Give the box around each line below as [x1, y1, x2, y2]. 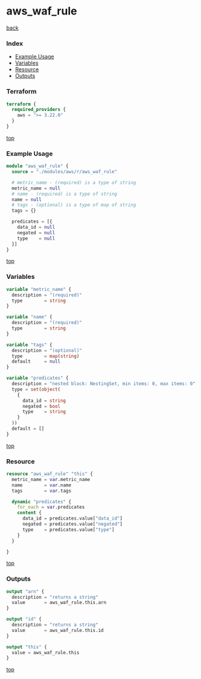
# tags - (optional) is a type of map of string [11, 202, 136, 208]
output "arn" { [6, 588, 45, 595]
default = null [11, 359, 61, 365]
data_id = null [17, 225, 56, 231]
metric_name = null [11, 185, 61, 191]
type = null [17, 235, 56, 241]
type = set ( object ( [11, 386, 61, 392]
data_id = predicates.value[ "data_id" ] [22, 515, 123, 521]
